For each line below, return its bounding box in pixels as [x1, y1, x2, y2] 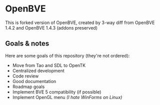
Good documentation [12, 78, 56, 84]
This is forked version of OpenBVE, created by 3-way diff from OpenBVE [5, 19, 155, 25]
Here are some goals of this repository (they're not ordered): [5, 52, 130, 58]
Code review [12, 73, 39, 79]
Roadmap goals [12, 83, 45, 89]
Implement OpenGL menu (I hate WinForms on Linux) [12, 94, 122, 100]
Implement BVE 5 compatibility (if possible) [12, 88, 101, 95]
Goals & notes [5, 39, 49, 48]
